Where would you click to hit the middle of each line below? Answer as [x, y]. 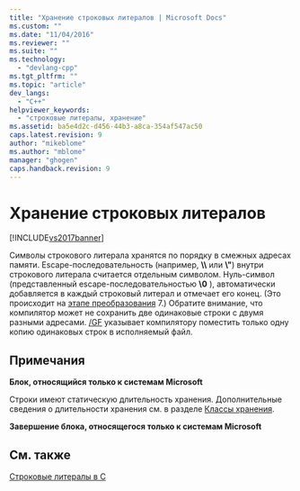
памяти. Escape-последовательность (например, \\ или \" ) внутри [137, 265]
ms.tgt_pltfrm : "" [44, 77]
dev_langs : [30, 93]
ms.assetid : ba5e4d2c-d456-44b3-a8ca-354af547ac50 [106, 127]
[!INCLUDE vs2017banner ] [57, 238]
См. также [40, 455]
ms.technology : [38, 59]
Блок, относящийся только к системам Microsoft [106, 382]
